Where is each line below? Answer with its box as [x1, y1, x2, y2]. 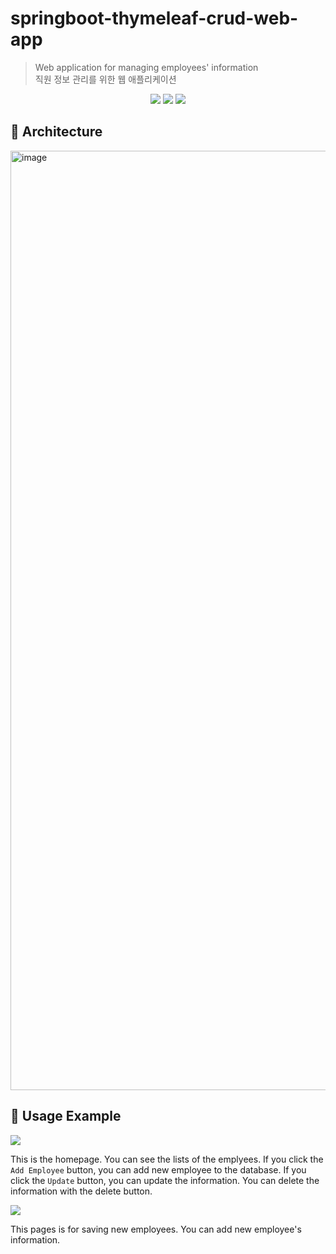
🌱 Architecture [10, 123, 103, 141]
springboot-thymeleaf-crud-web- [10, 7, 299, 30]
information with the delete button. [10, 1185, 153, 1197]
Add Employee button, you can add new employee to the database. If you [10, 1163, 307, 1176]
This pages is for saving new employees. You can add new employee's [10, 1223, 302, 1235]
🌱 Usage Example [10, 1108, 122, 1125]
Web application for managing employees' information [34, 61, 259, 73]
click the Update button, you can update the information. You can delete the [10, 1174, 320, 1186]
